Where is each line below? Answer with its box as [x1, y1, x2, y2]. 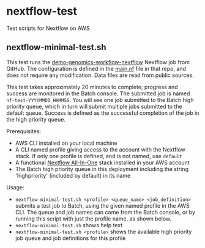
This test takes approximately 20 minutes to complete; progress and [6, 83, 179, 90]
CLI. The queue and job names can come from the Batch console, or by [15, 208, 196, 216]
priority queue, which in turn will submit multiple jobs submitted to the [6, 103, 182, 110]
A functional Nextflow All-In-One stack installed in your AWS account [15, 159, 190, 166]
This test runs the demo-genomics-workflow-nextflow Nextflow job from [6, 58, 190, 65]
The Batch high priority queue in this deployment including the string [15, 165, 188, 172]
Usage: [6, 183, 24, 191]
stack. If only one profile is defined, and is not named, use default [15, 152, 182, 159]
